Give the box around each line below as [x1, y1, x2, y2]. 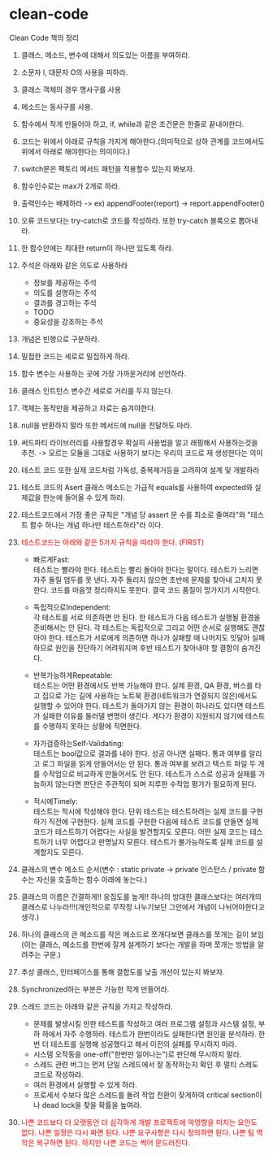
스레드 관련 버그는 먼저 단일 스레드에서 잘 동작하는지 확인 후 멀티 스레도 [32, 1059, 259, 1069]
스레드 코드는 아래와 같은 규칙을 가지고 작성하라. [20, 1001, 173, 1011]
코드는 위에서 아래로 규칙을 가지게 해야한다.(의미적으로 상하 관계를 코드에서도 [20, 136, 265, 146]
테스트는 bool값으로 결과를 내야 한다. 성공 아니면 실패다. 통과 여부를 [32, 749, 247, 758]
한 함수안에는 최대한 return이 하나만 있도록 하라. [20, 243, 174, 253]
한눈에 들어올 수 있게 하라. [42, 493, 125, 502]
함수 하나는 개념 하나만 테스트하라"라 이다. [29, 519, 163, 529]
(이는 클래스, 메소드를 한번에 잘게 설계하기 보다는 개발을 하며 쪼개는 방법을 [20, 940, 256, 949]
